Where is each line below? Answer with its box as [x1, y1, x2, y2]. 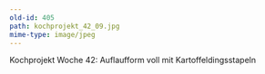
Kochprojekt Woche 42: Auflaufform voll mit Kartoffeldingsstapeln [9, 55, 257, 66]
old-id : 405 [9, 13, 55, 23]
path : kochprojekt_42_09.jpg [9, 22, 120, 31]
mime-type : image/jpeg [9, 30, 96, 39]
